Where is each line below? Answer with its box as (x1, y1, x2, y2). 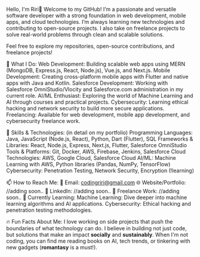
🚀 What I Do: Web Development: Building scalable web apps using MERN (6, 60, 186, 67)
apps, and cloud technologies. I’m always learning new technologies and (6, 18, 185, 25)
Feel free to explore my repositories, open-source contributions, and (6, 42, 175, 49)
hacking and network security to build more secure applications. (6, 105, 165, 112)
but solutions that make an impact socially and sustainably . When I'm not (6, 231, 189, 238)
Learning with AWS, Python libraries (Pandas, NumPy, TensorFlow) (6, 161, 171, 168)
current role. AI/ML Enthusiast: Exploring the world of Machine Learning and (6, 92, 193, 99)
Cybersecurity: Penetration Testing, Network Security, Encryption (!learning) (6, 167, 195, 174)
